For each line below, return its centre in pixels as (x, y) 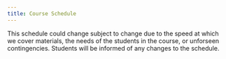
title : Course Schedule (42, 14)
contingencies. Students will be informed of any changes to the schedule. (113, 48)
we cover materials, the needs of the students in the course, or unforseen (113, 41)
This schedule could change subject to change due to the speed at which (113, 33)
